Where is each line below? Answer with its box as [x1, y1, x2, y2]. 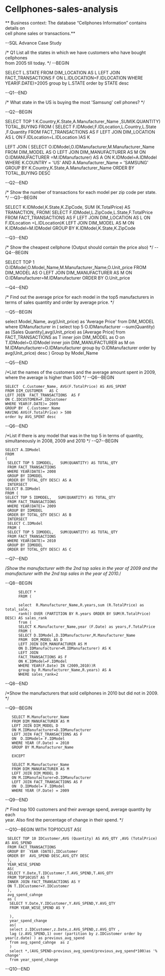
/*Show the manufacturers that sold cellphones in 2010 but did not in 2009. [5, 690, 159, 696]
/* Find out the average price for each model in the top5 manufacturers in [5, 294, 154, 300]
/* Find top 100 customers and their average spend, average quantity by [5, 806, 152, 812]
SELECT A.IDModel [5, 447, 41, 452]
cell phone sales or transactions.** [5, 30, 75, 36]
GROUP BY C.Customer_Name [5, 406, 61, 411]
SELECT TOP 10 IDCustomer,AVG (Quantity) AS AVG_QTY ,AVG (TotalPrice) [7, 836, 158, 841]
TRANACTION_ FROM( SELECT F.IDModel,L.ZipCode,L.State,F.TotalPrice [5, 209, 153, 215]
